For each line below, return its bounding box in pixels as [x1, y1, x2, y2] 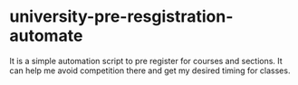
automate [9, 25, 83, 46]
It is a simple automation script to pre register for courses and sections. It [9, 55, 283, 66]
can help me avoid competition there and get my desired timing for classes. [9, 65, 291, 76]
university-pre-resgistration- [9, 6, 234, 27]
